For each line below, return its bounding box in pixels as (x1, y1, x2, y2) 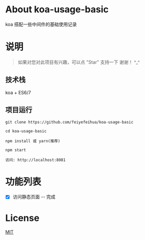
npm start (5, 147, 27, 152)
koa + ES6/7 (5, 89, 31, 95)
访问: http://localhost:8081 (5, 157, 66, 163)
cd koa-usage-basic (5, 128, 47, 134)
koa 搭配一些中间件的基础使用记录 (5, 21, 77, 27)
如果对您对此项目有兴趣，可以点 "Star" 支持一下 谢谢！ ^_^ (17, 59, 140, 65)
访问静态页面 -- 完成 (12, 194, 56, 200)
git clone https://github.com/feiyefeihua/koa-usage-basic (5, 119, 134, 125)
